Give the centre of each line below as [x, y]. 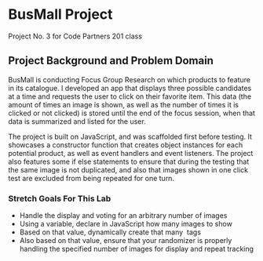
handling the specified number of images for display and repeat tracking [136, 249]
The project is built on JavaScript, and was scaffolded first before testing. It [130, 136]
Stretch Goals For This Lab [60, 198]
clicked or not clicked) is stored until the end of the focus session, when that [131, 113]
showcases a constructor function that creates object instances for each [126, 145]
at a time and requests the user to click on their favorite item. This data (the [130, 96]
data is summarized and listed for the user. [77, 121]
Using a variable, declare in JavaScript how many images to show [126, 224]
